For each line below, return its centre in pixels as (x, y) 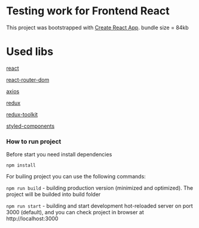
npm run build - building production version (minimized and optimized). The (99, 188)
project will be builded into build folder (53, 195)
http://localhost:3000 (32, 218)
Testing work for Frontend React (88, 11)
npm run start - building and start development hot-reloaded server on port (99, 206)
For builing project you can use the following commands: (76, 177)
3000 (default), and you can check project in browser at (75, 212)
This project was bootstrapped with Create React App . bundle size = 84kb (98, 27)
